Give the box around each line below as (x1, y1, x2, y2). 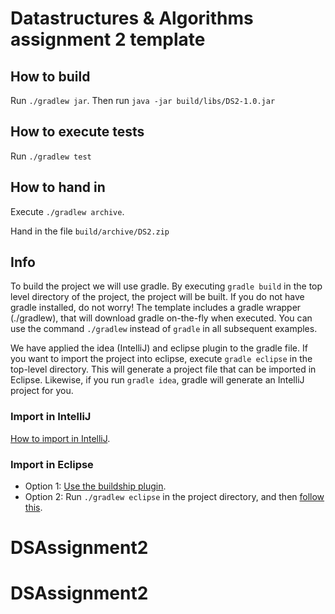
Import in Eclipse (10, 457, 94, 471)
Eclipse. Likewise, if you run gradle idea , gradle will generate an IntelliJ (10, 374, 305, 386)
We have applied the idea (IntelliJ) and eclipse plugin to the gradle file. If (10, 342, 308, 354)
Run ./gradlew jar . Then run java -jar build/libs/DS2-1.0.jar (10, 95, 276, 106)
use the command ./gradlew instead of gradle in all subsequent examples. (10, 323, 318, 335)
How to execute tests (10, 123, 145, 141)
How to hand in (10, 179, 106, 196)
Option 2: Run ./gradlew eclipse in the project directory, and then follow (24, 491, 325, 503)
